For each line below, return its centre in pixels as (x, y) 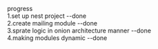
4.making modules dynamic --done (57, 38)
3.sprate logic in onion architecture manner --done (79, 30)
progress (20, 9)
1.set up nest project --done (47, 16)
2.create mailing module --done (52, 23)
